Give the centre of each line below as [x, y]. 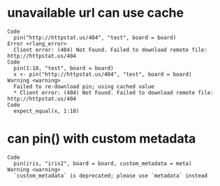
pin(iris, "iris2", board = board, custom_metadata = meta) [103, 163]
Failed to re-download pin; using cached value [84, 86]
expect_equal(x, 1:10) [46, 111]
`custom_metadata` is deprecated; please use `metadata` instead [111, 176]
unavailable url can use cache [95, 13]
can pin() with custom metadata [102, 139]
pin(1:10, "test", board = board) [64, 68]
